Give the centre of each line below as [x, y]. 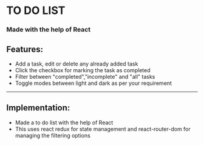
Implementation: [38, 108]
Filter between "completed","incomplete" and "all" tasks [85, 76]
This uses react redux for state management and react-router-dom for [103, 129]
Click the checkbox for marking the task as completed [83, 70]
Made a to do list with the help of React [64, 123]
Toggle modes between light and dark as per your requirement [93, 83]
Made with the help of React [49, 30]
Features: [25, 49]
